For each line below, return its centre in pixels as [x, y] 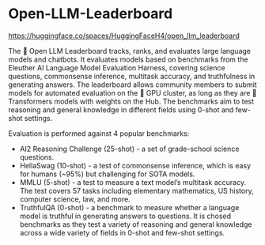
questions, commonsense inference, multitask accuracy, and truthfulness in [132, 76]
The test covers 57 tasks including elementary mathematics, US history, [137, 190]
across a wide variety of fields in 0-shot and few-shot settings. [122, 232]
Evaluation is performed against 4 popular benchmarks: [99, 133]
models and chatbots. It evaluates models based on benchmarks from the [128, 59]
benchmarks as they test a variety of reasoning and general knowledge [136, 224]
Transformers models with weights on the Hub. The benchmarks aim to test [131, 101]
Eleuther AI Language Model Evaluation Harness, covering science [117, 67]
